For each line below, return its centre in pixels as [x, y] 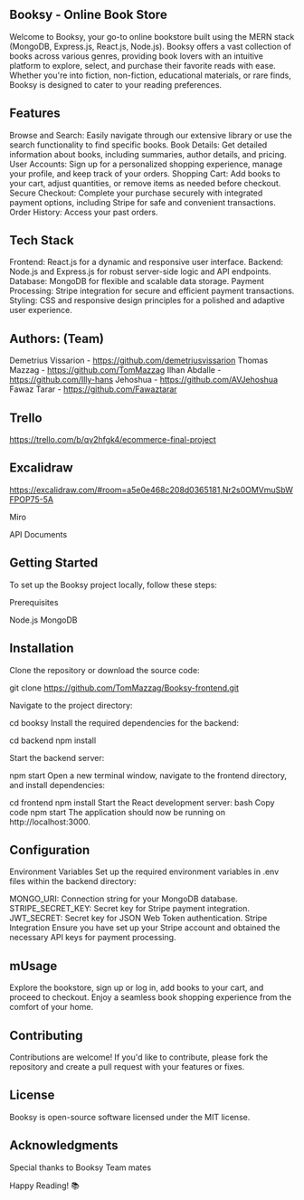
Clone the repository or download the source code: [105, 670]
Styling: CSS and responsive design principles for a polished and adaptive [147, 300]
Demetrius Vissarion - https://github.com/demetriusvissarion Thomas [139, 360]
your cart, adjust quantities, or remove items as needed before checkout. [145, 183]
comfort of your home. [51, 1007]
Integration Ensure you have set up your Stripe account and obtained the [145, 928]
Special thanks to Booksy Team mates [81, 1167]
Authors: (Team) [57, 338]
